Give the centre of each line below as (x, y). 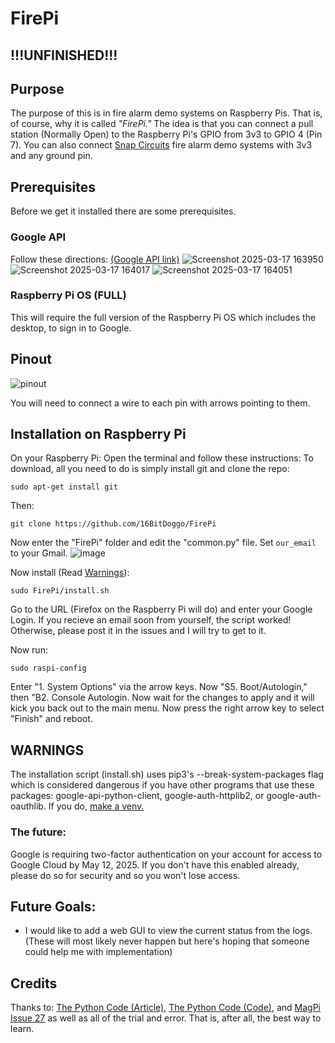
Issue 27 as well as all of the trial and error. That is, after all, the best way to (166, 1018)
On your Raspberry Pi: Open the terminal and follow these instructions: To (162, 458)
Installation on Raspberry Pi (98, 434)
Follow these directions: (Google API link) (95, 259)
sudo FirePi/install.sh (60, 591)
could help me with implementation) (98, 952)
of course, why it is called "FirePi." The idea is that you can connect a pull (162, 124)
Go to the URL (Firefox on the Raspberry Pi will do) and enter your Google (161, 609)
